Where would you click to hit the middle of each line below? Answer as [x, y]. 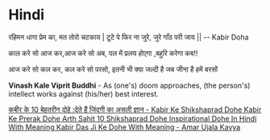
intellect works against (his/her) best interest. [83, 93]
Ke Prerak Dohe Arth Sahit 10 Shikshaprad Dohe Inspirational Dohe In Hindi [133, 118]
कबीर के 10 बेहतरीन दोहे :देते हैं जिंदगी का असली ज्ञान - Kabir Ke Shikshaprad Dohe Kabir [135, 109]
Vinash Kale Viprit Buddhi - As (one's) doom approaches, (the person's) [129, 85]
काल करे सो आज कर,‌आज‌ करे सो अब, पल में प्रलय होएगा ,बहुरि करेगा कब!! [103, 53]
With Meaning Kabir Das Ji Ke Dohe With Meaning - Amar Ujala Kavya [125, 127]
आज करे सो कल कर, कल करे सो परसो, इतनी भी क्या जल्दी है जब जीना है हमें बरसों [113, 69]
